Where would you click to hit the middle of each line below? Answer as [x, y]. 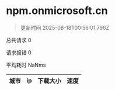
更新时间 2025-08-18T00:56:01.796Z [65, 27]
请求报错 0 [19, 52]
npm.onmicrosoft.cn [57, 11]
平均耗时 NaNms [26, 65]
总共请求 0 [19, 40]
